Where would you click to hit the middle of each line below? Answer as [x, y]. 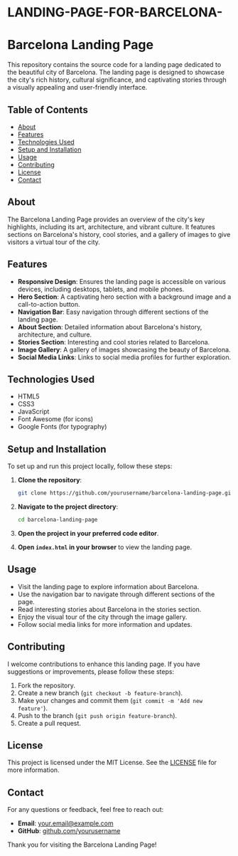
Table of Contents [48, 110]
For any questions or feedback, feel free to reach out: [86, 810]
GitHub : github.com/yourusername [69, 831]
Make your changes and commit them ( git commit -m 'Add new [110, 700]
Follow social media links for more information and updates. [105, 624]
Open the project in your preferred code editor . [88, 533]
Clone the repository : [50, 480]
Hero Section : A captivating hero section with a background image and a [124, 297]
